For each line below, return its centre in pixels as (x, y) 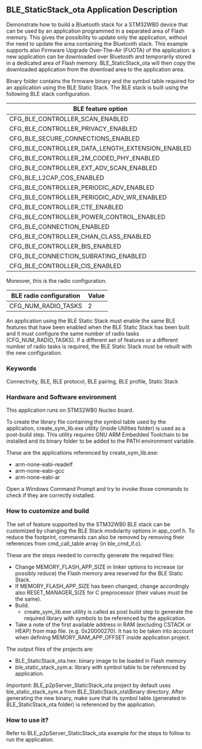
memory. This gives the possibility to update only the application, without (97, 37)
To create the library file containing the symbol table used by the (86, 422)
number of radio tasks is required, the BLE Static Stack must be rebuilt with (99, 346)
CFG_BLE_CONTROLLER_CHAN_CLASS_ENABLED (80, 236)
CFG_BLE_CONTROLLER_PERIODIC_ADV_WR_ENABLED (88, 197)
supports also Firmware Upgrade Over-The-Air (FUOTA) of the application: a (101, 50)
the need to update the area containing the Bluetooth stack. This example (97, 43)
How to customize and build (47, 511)
